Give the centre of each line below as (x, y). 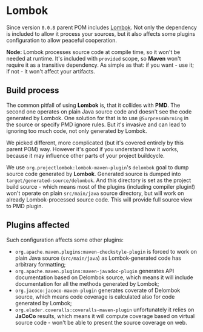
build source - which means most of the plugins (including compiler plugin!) (101, 186)
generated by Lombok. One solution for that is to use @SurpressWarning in (98, 118)
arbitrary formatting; (40, 264)
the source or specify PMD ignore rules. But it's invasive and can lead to (96, 124)
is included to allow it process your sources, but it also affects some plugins (101, 33)
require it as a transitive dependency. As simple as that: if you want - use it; (100, 65)
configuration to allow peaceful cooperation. (62, 40)
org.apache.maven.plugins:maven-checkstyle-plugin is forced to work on (106, 251)
